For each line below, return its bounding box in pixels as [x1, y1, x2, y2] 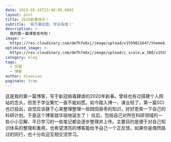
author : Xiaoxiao [5, 74, 42, 79]
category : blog [5, 54, 38, 60]
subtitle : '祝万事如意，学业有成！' [5, 21, 75, 27]
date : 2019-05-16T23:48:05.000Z [5, 7, 74, 13]
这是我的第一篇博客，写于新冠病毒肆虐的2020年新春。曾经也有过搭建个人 [5, 93, 159, 99]
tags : [5, 60, 17, 65]
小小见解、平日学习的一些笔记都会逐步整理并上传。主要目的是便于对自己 [9, 118, 161, 125]
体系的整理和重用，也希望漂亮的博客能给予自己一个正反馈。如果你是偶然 [9, 125, 161, 131]
